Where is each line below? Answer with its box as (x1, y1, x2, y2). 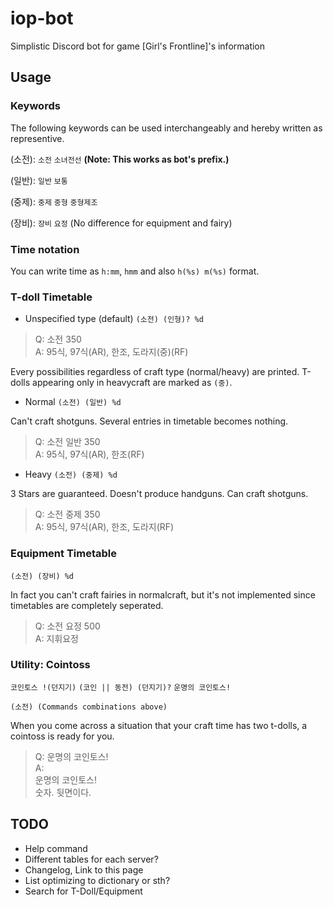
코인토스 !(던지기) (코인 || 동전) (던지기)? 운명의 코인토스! (10, 682, 232, 692)
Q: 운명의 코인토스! (34, 750, 109, 762)
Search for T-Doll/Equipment (24, 885, 143, 897)
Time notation (10, 242, 80, 256)
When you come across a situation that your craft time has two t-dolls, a (10, 719, 308, 731)
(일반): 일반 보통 (10, 174, 68, 186)
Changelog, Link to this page (24, 863, 144, 876)
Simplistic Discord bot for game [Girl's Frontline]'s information (10, 40, 266, 52)
